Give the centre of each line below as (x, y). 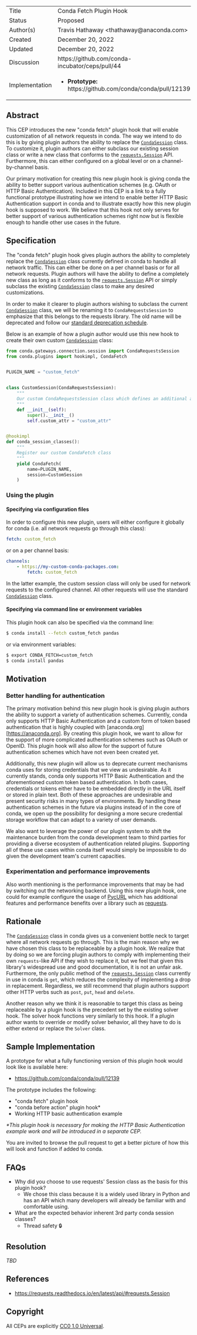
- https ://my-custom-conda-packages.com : (68, 567)
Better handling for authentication (55, 696)
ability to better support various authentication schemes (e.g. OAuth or (91, 185)
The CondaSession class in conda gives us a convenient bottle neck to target (98, 936)
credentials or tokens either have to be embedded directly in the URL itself (96, 789)
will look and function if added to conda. (55, 1149)
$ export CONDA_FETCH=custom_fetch (50, 655)
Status (18, 20)
